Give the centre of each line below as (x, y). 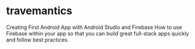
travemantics (39, 11)
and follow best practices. (38, 40)
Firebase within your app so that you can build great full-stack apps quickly (98, 33)
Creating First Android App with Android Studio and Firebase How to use (94, 27)
